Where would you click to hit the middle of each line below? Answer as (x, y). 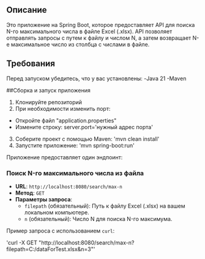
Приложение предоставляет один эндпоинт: (65, 157)
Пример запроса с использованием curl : (61, 231)
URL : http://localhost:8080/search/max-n (69, 186)
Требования (31, 64)
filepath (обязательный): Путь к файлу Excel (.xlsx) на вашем (105, 206)
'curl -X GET (22, 242)
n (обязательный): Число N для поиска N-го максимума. (98, 219)
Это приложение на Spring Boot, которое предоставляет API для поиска (101, 24)
